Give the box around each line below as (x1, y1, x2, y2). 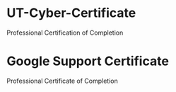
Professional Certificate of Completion (6, 76, 118, 85)
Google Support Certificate (6, 53, 169, 69)
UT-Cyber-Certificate (6, 5, 136, 21)
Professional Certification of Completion (6, 28, 124, 37)
